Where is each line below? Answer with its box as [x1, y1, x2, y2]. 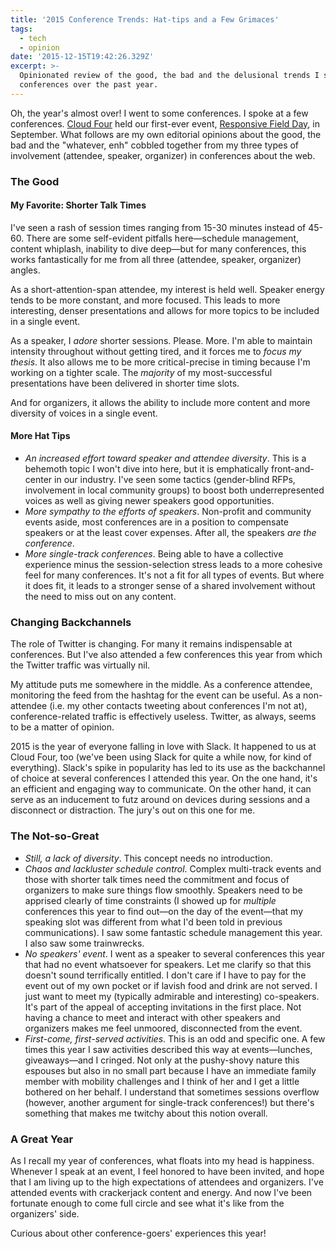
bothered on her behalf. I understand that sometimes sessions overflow [24, 1086, 320, 1098]
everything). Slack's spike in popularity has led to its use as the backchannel [10, 762, 326, 774]
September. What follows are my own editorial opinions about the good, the [10, 128, 322, 140]
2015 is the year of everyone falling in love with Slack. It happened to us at [10, 741, 317, 753]
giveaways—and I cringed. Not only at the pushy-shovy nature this [24, 1054, 300, 1066]
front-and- [270, 463, 315, 475]
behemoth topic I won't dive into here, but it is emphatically [24, 463, 269, 475]
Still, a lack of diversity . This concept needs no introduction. [24, 852, 273, 864]
